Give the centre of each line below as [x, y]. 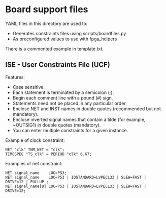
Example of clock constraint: [35, 140]
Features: [15, 77]
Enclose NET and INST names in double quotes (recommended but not [87, 109]
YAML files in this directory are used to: [46, 23]
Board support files [47, 9]
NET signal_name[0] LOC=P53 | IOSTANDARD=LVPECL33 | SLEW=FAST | [76, 186]
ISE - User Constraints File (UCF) [58, 65]
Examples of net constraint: [34, 163]
